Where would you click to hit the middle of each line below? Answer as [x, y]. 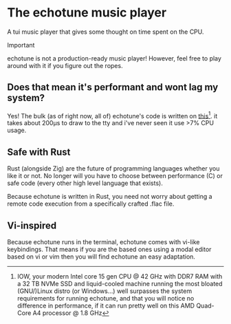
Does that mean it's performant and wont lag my [113, 87]
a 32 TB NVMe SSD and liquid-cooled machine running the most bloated [120, 284]
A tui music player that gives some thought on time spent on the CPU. [106, 32]
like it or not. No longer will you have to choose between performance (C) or [115, 176]
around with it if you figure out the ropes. [65, 65]
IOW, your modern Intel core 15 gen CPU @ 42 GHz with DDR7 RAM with [120, 277]
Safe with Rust [39, 152]
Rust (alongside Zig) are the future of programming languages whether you [113, 169]
